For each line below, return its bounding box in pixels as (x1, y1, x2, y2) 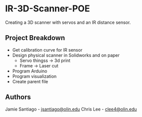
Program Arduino (12, 68, 47, 74)
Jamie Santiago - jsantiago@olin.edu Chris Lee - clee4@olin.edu (5, 106, 137, 112)
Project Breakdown (5, 34, 65, 42)
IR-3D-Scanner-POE (5, 3, 90, 14)
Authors (5, 93, 31, 102)
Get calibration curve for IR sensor (12, 47, 83, 53)
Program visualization (12, 73, 57, 79)
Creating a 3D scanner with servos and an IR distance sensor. (5, 19, 131, 25)
